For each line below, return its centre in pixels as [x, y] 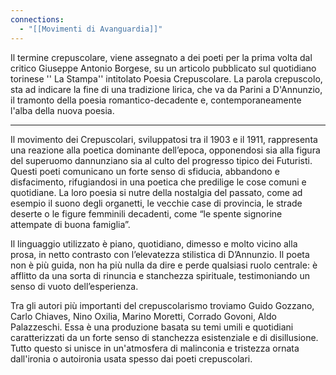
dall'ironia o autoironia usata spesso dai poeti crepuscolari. [131, 358]
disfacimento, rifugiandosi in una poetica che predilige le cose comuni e [158, 182]
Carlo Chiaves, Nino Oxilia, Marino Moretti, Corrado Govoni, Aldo [143, 316]
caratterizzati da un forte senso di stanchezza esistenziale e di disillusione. [164, 337]
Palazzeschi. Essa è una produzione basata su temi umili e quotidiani [152, 327]
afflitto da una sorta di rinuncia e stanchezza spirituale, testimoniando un [160, 275]
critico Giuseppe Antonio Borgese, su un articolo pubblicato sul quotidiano [163, 68]
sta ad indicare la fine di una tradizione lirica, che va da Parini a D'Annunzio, [166, 89]
